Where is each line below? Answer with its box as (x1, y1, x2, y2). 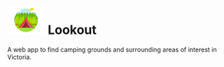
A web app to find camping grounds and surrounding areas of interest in (7, 45, 217, 54)
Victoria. (7, 52, 32, 61)
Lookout (47, 22, 97, 38)
